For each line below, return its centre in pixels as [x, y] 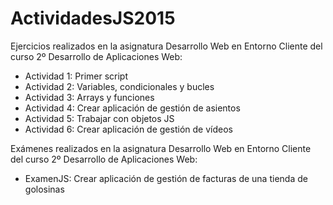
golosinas [44, 189]
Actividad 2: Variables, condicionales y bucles [119, 86]
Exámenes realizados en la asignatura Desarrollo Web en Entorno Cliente [161, 148]
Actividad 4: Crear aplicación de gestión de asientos [132, 108]
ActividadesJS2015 [93, 18]
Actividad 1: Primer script [76, 76]
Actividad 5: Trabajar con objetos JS [99, 118]
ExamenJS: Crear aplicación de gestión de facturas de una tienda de [166, 178]
